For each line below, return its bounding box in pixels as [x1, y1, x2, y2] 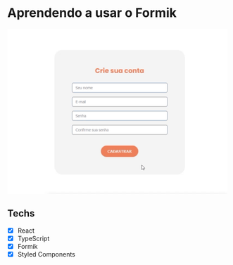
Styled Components [17, 250, 76, 258]
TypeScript [17, 234, 50, 243]
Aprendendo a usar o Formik [7, 5, 177, 21]
